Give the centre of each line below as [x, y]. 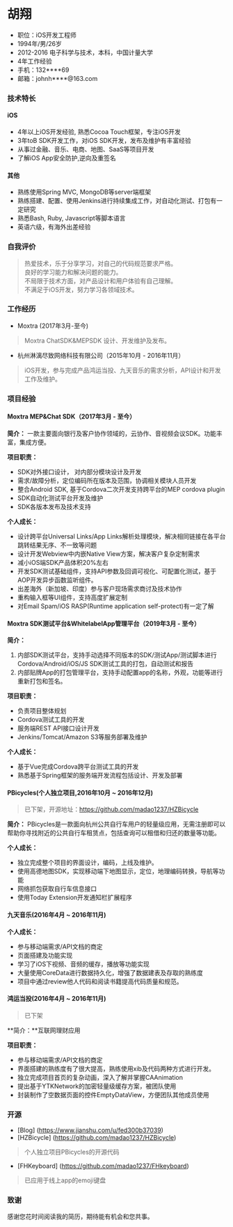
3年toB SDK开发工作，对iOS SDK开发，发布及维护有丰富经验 [104, 141]
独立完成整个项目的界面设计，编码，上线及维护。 [87, 863]
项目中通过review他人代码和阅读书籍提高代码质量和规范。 [100, 981]
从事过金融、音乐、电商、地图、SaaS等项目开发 [86, 149]
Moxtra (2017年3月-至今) [53, 326]
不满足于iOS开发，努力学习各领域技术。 [81, 289]
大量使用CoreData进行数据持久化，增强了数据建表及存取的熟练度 [110, 972]
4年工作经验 [34, 61]
